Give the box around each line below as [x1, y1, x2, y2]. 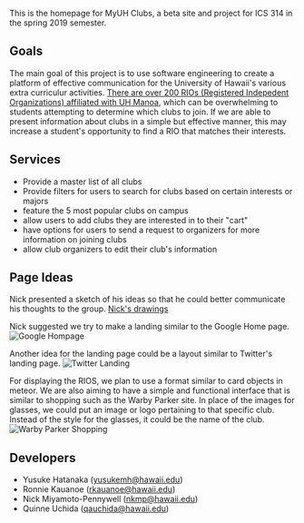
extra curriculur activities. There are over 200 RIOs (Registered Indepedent [9, 86, 289, 98]
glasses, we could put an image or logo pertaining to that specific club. [9, 404, 275, 416]
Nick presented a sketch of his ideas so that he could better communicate [9, 294, 286, 305]
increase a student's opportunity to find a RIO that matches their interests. [9, 125, 287, 136]
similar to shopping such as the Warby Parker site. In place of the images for [9, 395, 295, 406]
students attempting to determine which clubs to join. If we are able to [9, 106, 271, 117]
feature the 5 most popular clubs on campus [22, 204, 189, 216]
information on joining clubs [22, 233, 127, 244]
